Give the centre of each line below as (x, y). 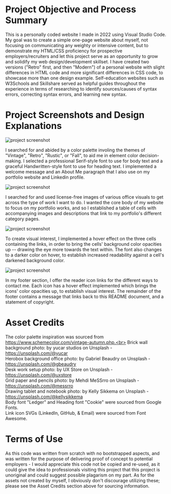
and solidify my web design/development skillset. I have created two (77, 61)
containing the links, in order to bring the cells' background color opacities (83, 244)
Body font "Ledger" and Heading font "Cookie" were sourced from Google (83, 402)
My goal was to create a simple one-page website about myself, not (77, 40)
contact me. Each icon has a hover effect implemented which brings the (81, 286)
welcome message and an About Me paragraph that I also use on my (78, 171)
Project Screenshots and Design (75, 115)
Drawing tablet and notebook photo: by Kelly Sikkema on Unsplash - (77, 391)
